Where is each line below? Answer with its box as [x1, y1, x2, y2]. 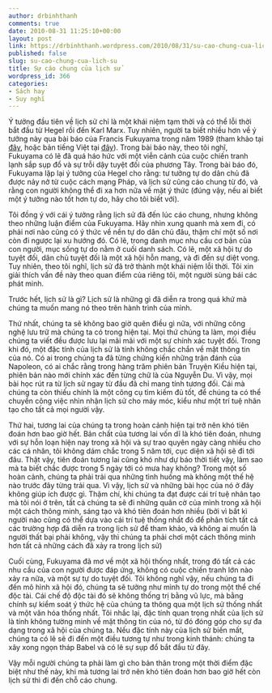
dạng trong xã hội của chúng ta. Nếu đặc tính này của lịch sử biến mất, [8, 625, 244, 636]
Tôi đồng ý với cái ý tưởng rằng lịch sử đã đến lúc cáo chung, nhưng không [8, 210, 258, 219]
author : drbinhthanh [8, 11, 79, 20]
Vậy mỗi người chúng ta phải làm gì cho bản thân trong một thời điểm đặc [8, 658, 253, 668]
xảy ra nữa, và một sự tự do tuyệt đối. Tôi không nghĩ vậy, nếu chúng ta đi [8, 574, 254, 584]
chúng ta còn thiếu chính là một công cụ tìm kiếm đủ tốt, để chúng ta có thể [8, 388, 261, 398]
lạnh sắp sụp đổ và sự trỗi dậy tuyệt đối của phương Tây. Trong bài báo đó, [8, 159, 258, 170]
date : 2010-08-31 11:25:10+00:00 [8, 27, 121, 35]
